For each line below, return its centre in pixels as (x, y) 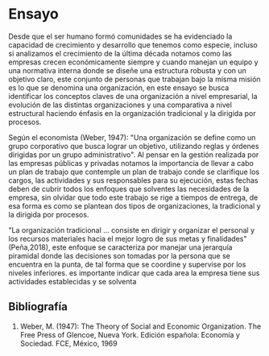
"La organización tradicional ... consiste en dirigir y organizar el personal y (132, 230)
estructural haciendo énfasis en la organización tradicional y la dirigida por (132, 113)
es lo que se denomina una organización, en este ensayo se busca (119, 87)
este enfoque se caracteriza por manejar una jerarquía (142, 247)
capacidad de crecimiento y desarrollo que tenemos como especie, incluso (133, 44)
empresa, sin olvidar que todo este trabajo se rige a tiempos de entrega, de (133, 197)
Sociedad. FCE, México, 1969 (69, 343)
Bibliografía (38, 307)
